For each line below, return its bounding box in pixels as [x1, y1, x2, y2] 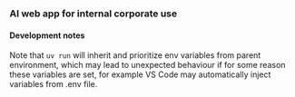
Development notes [9, 30, 85, 41]
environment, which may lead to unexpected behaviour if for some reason [9, 60, 286, 71]
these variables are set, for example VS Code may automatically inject [9, 69, 271, 80]
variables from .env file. [9, 79, 98, 90]
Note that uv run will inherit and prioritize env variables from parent [9, 50, 261, 61]
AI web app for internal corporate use [9, 7, 178, 20]
